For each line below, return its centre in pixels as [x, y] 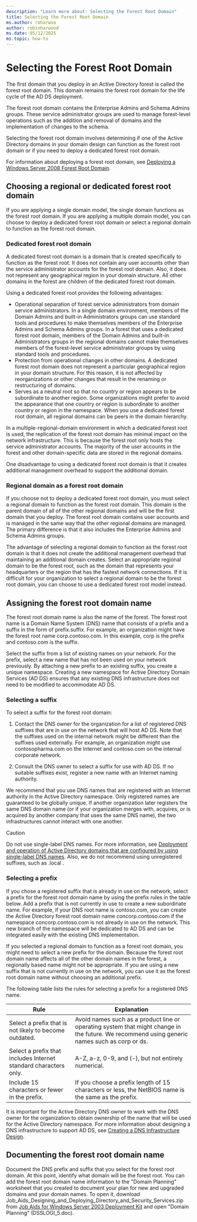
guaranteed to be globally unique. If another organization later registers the [97, 803]
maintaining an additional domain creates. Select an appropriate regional [94, 560]
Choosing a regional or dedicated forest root [89, 186]
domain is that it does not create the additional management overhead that [96, 553]
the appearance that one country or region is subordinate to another [97, 404]
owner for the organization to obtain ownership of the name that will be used [98, 1118]
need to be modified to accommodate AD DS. [61, 685]
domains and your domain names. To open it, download [73, 1194]
